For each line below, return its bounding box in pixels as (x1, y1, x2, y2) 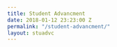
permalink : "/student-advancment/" (7, 23, 111, 30)
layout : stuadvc (7, 29, 54, 37)
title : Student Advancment (7, 10, 86, 17)
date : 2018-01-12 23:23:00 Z (7, 17, 92, 23)
